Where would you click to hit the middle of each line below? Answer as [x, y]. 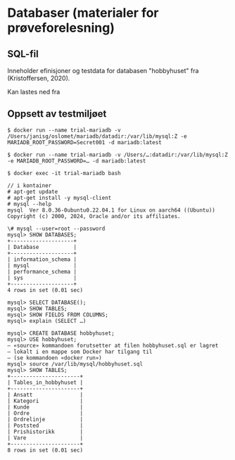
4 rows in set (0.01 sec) [45, 290]
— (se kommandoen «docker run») [55, 358]
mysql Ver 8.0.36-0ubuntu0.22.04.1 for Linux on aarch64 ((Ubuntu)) [112, 210]
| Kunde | [45, 407]
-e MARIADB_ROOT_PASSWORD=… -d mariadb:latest [77, 161]
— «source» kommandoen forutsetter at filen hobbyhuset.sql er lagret [113, 345]
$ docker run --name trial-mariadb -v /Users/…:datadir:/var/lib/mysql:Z [118, 155]
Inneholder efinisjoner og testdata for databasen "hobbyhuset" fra [103, 71]
